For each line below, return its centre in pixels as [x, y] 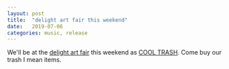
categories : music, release [48, 33]
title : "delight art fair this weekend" [68, 20]
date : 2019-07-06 [35, 26]
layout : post [26, 13]
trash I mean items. [34, 60]
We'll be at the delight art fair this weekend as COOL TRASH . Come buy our [114, 52]
